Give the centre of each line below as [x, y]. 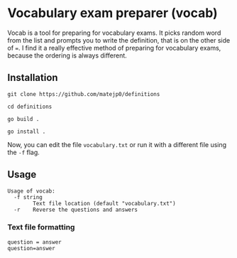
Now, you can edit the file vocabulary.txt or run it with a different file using [117, 144]
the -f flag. [24, 152]
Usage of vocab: [31, 191]
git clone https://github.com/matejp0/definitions [84, 94]
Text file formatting [41, 227]
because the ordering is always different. [67, 55]
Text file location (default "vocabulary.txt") [104, 203]
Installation [33, 78]
